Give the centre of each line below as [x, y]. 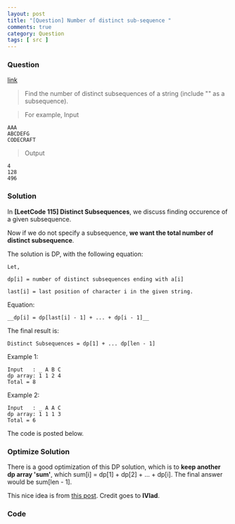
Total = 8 [22, 382]
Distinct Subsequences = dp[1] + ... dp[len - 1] [82, 343]
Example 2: [24, 395]
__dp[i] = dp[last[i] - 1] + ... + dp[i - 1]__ [78, 317]
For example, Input [52, 115]
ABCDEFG [19, 134]
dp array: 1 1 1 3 [34, 414]
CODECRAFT [22, 140]
